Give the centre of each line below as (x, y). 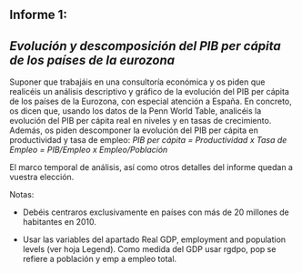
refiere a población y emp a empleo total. (100, 259)
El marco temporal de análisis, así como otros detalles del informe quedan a (151, 167)
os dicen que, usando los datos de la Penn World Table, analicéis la (136, 111)
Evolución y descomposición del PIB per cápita (145, 46)
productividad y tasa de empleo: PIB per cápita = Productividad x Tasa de (148, 140)
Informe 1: (39, 15)
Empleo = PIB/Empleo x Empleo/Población (89, 150)
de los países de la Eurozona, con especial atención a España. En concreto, (151, 101)
